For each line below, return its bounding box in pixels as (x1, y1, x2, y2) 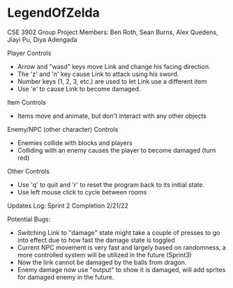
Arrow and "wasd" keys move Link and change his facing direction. (17, 62, 211, 70)
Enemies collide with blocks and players (17, 138, 133, 147)
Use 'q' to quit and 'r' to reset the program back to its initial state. (17, 180, 204, 189)
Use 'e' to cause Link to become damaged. (17, 84, 141, 93)
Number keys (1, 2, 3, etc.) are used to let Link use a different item (17, 77, 207, 85)
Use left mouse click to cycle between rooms (17, 188, 147, 196)
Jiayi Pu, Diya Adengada (7, 35, 78, 43)
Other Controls (7, 167, 50, 175)
